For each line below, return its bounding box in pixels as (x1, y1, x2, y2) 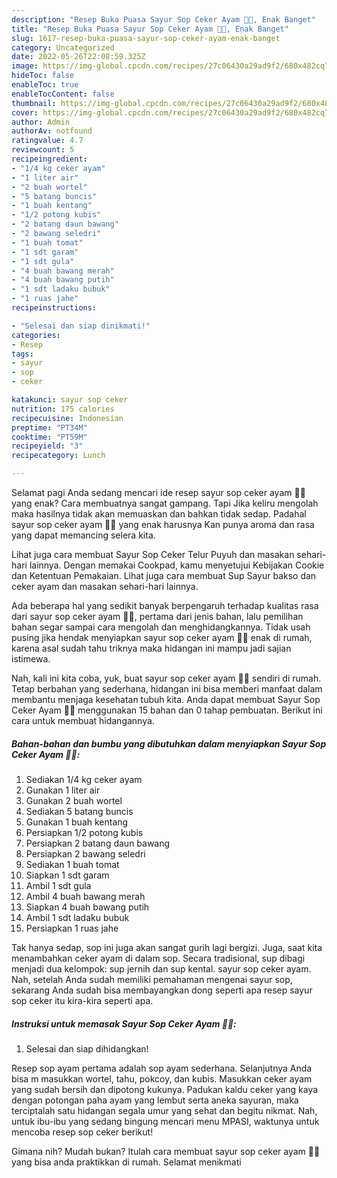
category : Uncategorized (11, 42, 115, 53)
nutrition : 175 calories (11, 404, 115, 414)
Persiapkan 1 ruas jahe (25, 922, 119, 934)
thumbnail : (11, 98, 57, 108)
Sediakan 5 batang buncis (25, 805, 134, 817)
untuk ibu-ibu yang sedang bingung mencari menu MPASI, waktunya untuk (11, 1115, 320, 1127)
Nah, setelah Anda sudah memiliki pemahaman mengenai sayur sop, (11, 973, 293, 985)
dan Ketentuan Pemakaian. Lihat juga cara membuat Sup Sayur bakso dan (11, 570, 317, 581)
